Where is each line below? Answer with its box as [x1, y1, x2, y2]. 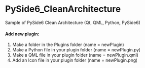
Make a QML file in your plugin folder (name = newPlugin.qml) [12, 52, 139, 58]
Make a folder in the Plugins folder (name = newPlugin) [12, 42, 124, 47]
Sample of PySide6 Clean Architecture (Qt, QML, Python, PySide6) [5, 20, 141, 25]
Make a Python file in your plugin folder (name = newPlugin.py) [12, 47, 141, 53]
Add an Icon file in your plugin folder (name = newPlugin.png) [12, 57, 138, 63]
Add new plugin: [5, 31, 39, 37]
